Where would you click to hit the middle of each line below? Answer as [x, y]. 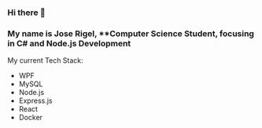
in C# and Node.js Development [69, 43]
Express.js [35, 101]
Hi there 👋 [27, 13]
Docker [31, 118]
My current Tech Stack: [45, 60]
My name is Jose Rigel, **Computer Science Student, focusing [131, 33]
